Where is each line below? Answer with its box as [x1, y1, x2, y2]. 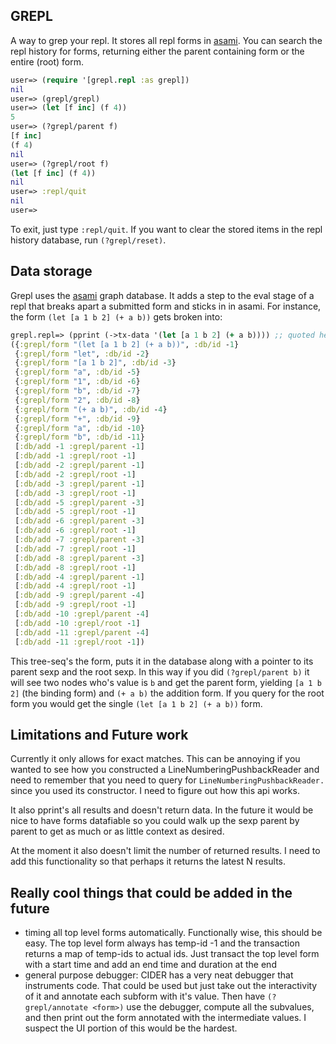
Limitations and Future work [10, 726, 189, 743]
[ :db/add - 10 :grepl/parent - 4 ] [14, 609, 150, 619]
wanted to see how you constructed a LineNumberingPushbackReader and [10, 764, 320, 776]
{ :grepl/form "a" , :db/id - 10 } [14, 423, 145, 433]
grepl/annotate [24, 1003, 89, 1013]
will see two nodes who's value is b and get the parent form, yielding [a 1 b [10, 676, 322, 688]
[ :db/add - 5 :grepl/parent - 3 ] [14, 497, 145, 508]
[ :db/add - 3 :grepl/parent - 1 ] [14, 479, 145, 489]
